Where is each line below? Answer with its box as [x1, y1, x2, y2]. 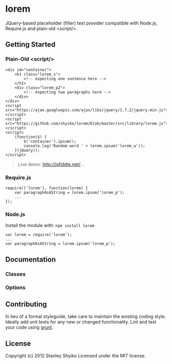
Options [5, 284, 26, 291]
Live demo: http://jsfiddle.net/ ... [17, 161, 84, 167]
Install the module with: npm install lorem [5, 222, 95, 229]
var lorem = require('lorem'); [5, 232, 72, 238]
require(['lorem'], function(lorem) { [5, 185, 88, 191]
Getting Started [5, 40, 56, 49]
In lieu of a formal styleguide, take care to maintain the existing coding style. [5, 313, 166, 320]
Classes [5, 270, 26, 278]
